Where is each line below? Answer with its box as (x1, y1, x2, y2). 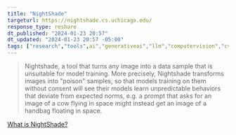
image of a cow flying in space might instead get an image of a (24, 99, 207, 107)
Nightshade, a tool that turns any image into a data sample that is (24, 62, 213, 70)
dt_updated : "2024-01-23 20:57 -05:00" (7, 36, 124, 43)
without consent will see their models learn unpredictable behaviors (24, 85, 221, 92)
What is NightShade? (7, 120, 68, 128)
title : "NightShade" (7, 10, 68, 17)
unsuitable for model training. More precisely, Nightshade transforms (24, 69, 225, 78)
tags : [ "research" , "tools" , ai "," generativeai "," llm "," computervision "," (7, 43, 225, 50)
